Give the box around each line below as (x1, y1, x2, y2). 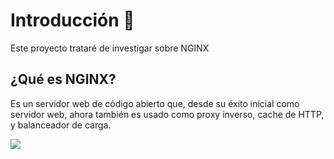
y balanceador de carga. (10, 119, 112, 131)
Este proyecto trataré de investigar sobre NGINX (10, 42, 210, 54)
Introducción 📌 (10, 9, 135, 32)
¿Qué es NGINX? (10, 71, 117, 88)
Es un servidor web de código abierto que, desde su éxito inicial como (10, 97, 300, 109)
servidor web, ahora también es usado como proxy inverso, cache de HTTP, (10, 108, 325, 120)
